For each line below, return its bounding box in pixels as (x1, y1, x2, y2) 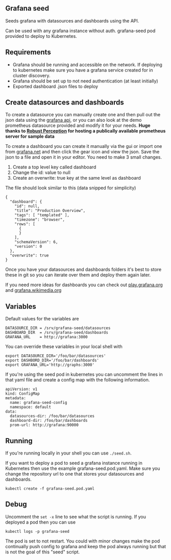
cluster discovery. (12, 72, 51, 78)
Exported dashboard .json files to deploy (12, 83, 99, 89)
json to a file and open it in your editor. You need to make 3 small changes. (5, 154, 162, 160)
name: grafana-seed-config (10, 400, 67, 405)
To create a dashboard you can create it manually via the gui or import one (5, 143, 162, 149)
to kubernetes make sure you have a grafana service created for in (12, 67, 153, 73)
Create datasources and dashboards (5, 98, 124, 107)
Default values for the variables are (5, 316, 79, 322)
